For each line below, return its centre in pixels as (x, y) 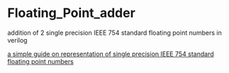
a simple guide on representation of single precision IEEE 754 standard (111, 54)
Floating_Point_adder (72, 13)
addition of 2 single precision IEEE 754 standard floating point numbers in (114, 33)
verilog (17, 40)
